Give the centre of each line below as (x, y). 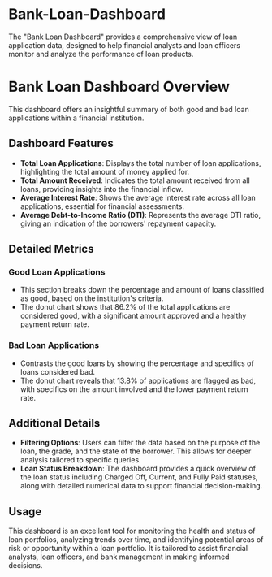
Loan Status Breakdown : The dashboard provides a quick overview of (138, 469)
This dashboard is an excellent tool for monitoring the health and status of (132, 531)
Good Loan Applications (57, 272)
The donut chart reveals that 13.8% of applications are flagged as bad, (138, 380)
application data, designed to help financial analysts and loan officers (125, 45)
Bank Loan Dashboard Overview (119, 87)
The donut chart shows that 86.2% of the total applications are (125, 307)
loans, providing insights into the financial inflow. (101, 189)
